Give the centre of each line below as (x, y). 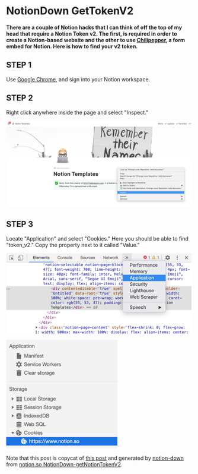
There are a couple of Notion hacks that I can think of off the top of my (94, 27)
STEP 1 (19, 65)
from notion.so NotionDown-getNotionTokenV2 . (64, 464)
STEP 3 (20, 224)
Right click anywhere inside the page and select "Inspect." (77, 112)
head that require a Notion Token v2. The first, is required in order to (92, 33)
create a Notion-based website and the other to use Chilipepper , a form (96, 40)
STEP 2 (20, 98)
